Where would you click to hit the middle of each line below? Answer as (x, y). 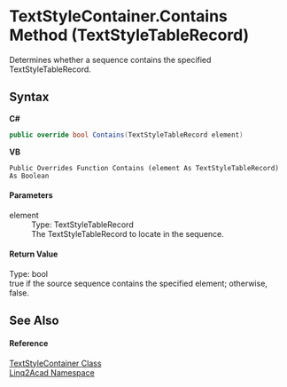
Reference (29, 344)
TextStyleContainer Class (55, 363)
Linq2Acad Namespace (52, 372)
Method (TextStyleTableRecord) (129, 35)
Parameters (31, 195)
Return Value (34, 254)
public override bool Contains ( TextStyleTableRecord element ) (126, 135)
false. (19, 293)
